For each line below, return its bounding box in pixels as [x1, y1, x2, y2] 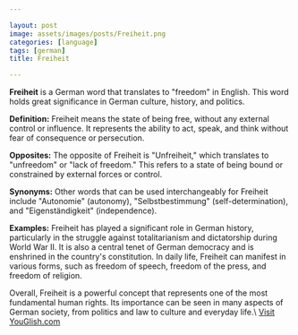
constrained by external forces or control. [9, 169, 163, 180]
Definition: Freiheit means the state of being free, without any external [9, 114, 270, 125]
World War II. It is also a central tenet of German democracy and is [9, 242, 254, 253]
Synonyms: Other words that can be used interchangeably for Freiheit [9, 186, 268, 197]
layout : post [9, 21, 58, 30]
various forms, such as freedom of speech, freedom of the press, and [9, 261, 267, 271]
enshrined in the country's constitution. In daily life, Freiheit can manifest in [9, 252, 286, 262]
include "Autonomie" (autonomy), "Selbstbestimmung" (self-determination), [9, 196, 289, 207]
